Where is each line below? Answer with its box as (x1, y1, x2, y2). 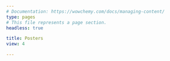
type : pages (6, 14, 35, 20)
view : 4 (6, 41, 25, 47)
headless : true (6, 25, 44, 31)
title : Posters (6, 36, 44, 42)
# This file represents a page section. (6, 19, 107, 25)
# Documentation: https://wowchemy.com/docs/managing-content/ (6, 8, 165, 15)
